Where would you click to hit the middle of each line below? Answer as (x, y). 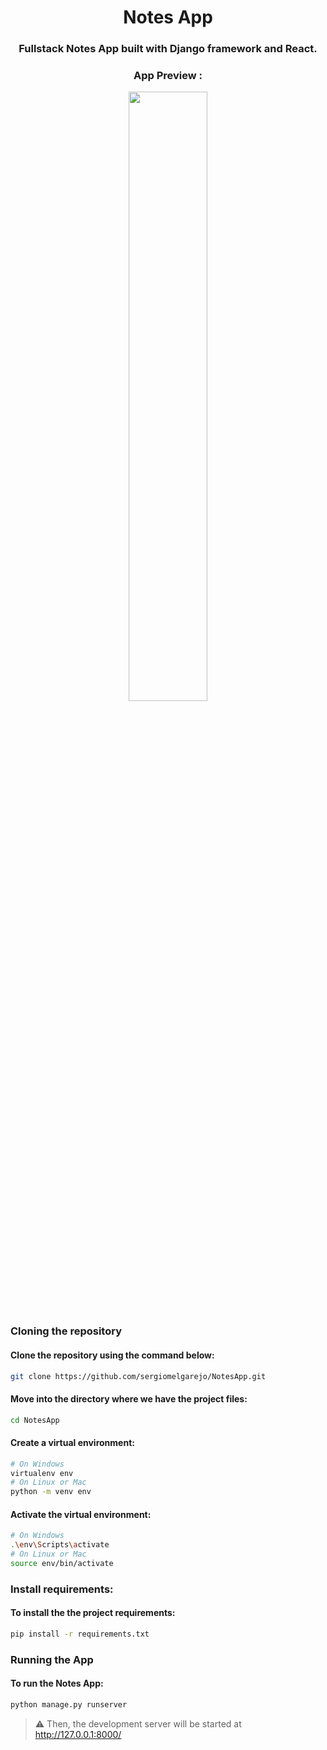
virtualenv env (42, 1473)
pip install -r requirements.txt (80, 1634)
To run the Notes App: (57, 1683)
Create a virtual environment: (72, 1443)
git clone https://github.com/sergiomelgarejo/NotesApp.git (138, 1376)
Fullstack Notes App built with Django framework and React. (168, 49)
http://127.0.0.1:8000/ (78, 1734)
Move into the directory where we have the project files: (129, 1399)
